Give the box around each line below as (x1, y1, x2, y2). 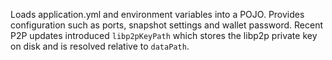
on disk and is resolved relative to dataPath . (10, 40, 190, 52)
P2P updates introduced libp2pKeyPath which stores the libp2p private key (10, 30, 318, 41)
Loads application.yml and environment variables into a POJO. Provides (10, 9, 305, 20)
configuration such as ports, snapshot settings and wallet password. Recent (10, 19, 324, 31)
